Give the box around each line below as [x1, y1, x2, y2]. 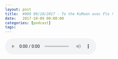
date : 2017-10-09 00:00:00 [5, 16, 64, 21]
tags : [5, 25, 16, 30]
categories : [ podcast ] [5, 20, 51, 25]
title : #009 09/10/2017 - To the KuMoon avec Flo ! [5, 12, 114, 16]
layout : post [5, 7, 32, 12]
